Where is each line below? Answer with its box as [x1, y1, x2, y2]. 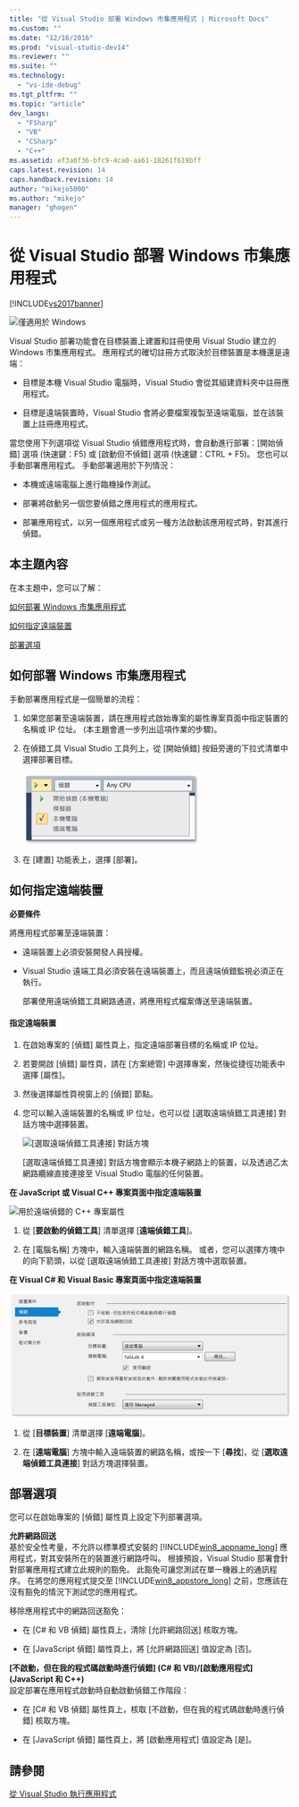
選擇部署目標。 [21, 754, 78, 764]
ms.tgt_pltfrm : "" [9, 89, 78, 98]
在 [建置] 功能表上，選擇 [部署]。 [21, 854, 143, 865]
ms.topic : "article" [9, 99, 87, 108]
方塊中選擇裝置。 [29, 1119, 94, 1129]
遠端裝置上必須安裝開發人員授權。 [21, 946, 148, 957]
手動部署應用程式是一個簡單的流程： [9, 694, 143, 704]
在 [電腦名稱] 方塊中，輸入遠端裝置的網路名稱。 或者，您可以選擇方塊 [21, 1244, 278, 1255]
